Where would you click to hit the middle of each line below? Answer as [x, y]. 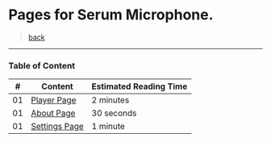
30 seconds [114, 113]
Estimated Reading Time [140, 86]
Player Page [54, 100]
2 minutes [110, 100]
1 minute [108, 127]
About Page [53, 113]
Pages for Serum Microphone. [111, 15]
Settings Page [58, 127]
